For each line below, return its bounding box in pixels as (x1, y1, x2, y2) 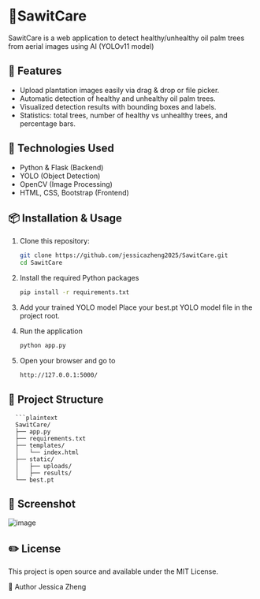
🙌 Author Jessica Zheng (8, 582, 87, 592)
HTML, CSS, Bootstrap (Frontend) (19, 188, 130, 197)
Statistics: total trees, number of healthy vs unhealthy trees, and (19, 110, 228, 120)
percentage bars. (19, 118, 76, 128)
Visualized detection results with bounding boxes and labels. (19, 102, 217, 111)
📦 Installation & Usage (8, 211, 122, 225)
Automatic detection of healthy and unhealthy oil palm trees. (19, 94, 216, 103)
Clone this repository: (19, 236, 90, 246)
